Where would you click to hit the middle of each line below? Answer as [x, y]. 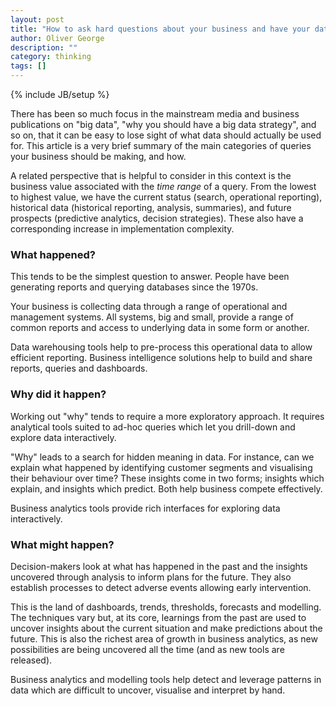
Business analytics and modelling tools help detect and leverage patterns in [166, 679]
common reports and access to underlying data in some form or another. [160, 328]
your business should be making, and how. [98, 156]
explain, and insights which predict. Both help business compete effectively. [166, 488]
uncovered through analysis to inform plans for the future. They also [151, 577]
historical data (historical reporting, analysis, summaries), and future [151, 207]
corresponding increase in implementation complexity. [122, 229]
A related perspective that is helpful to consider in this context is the [151, 175]
